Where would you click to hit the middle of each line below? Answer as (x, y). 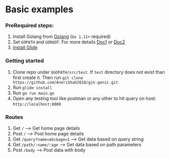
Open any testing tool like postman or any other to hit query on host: (84, 98)
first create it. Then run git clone (48, 77)
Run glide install (32, 87)
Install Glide (25, 48)
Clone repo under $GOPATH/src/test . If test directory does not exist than (89, 72)
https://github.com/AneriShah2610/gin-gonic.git (65, 82)
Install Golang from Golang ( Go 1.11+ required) (62, 36)
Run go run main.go (33, 93)
